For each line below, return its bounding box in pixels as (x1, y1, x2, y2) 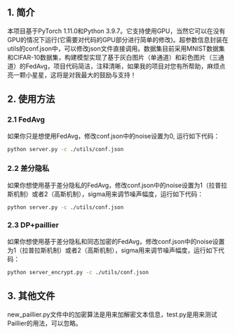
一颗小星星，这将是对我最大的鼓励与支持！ (13, 70, 137, 79)
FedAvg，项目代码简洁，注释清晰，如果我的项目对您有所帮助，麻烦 (25, 62, 220, 70)
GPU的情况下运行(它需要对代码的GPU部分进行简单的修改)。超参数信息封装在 (7, 35, 229, 44)
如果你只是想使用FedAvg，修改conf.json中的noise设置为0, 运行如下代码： (7, 131, 220, 140)
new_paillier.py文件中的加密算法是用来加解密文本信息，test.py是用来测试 (7, 310, 217, 319)
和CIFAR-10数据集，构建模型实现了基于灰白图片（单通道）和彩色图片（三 (7, 53, 219, 61)
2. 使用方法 (7, 94, 55, 105)
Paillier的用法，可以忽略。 (7, 319, 82, 327)
